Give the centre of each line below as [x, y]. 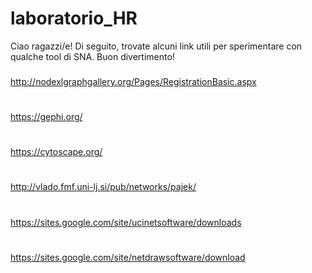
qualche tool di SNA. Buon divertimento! [92, 56]
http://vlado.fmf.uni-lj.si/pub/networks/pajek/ [103, 187]
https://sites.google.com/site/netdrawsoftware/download [128, 257]
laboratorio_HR [74, 18]
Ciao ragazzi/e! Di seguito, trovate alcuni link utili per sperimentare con [156, 46]
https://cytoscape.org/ [56, 152]
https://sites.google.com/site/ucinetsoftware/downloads [126, 222]
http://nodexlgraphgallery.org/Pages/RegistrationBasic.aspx [133, 81]
